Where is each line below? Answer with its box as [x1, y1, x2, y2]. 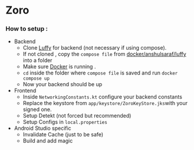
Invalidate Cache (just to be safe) [22, 131, 104, 138]
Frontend [14, 87, 37, 94]
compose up [22, 76, 50, 81]
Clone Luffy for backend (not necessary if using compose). [22, 44, 167, 51]
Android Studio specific [14, 125, 71, 132]
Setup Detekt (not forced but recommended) [22, 112, 131, 119]
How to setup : [5, 25, 48, 33]
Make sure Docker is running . [22, 63, 96, 70]
